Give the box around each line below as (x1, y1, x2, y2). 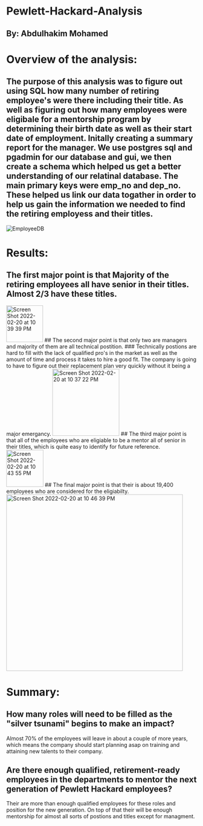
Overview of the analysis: (6, 53, 138, 66)
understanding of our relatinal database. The (6, 171, 179, 181)
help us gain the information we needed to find (6, 200, 185, 210)
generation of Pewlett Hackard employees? (6, 784, 172, 794)
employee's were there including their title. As (6, 96, 184, 106)
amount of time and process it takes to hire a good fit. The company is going (6, 356, 197, 363)
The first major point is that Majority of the (6, 270, 169, 281)
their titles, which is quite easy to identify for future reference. (6, 443, 161, 450)
